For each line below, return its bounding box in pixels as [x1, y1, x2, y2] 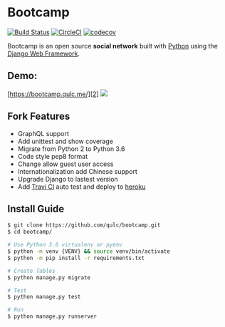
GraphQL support [17, 129, 70, 137]
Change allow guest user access [17, 160, 114, 168]
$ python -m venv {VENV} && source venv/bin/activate [7, 248, 171, 255]
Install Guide [7, 202, 65, 214]
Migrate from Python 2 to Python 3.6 [17, 144, 125, 153]
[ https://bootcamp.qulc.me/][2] [7, 90, 99, 98]
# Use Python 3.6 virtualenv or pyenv [7, 242, 122, 249]
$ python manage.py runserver [7, 313, 98, 321]
